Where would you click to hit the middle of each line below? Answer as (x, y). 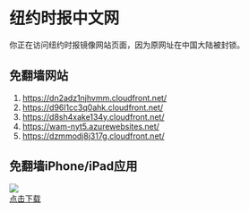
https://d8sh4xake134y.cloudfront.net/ (93, 116)
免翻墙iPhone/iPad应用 (73, 166)
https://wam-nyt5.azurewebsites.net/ (90, 126)
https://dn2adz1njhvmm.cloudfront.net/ (94, 98)
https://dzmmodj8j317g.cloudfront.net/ (93, 136)
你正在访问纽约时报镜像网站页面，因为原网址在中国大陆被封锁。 (127, 45)
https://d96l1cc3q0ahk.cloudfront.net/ (93, 107)
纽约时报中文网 (64, 18)
